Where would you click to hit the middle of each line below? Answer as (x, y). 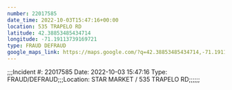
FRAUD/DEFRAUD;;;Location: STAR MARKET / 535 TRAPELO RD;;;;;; (104, 79)
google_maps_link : (33, 53)
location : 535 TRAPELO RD (44, 26)
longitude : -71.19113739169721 (52, 39)
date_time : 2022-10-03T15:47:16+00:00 (63, 20)
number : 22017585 (32, 13)
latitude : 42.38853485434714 (49, 33)
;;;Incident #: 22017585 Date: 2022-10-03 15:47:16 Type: (87, 72)
